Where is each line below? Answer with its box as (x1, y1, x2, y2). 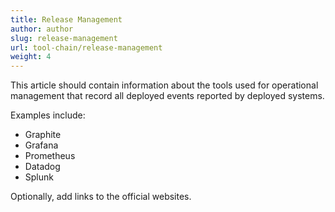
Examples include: (10, 109, 86, 121)
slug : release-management (10, 33, 118, 43)
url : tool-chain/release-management (10, 42, 163, 53)
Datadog (24, 161, 61, 173)
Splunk (24, 171, 54, 183)
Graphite (24, 129, 62, 141)
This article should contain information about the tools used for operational (10, 79, 319, 91)
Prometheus (24, 150, 76, 162)
